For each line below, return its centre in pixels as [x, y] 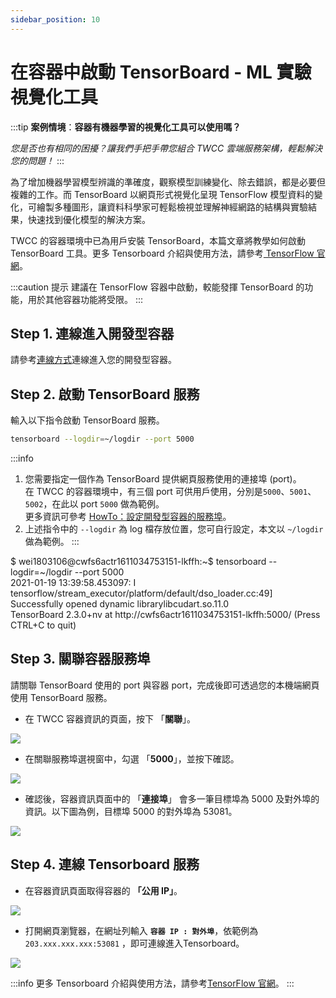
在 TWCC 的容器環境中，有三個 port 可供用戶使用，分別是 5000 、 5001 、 [170, 492]
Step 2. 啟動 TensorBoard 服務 [105, 394]
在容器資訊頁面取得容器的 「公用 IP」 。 [103, 890]
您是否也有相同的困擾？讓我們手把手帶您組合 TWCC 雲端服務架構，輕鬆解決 [166, 148]
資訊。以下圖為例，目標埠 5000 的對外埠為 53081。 [131, 811]
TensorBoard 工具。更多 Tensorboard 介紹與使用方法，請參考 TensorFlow [162, 253]
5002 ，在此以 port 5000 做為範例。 [94, 504]
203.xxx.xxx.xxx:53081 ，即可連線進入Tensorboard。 [134, 943]
